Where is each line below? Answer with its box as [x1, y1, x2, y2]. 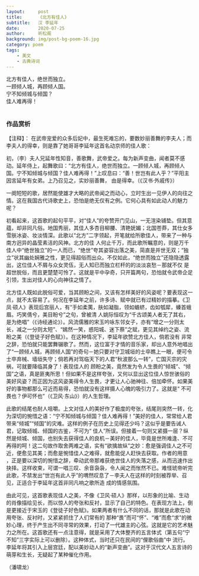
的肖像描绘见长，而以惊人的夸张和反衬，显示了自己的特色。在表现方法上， [6, 499, 188, 506]
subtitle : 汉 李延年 [6, 20, 59, 25]
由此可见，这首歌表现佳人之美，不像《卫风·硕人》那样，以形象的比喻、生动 [6, 491, 190, 498]
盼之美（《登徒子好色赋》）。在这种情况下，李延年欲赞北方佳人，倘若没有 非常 [6, 333, 192, 340]
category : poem [6, 42, 44, 48]
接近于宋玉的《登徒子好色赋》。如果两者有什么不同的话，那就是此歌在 [16, 506, 185, 513]
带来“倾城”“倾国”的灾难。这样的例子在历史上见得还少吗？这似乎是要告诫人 [6, 420, 187, 427]
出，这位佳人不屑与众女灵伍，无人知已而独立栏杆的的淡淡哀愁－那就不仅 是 [6, 261, 190, 268]
